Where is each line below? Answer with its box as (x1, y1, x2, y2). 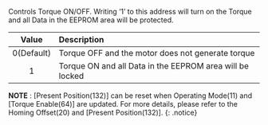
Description (58, 34, 104, 45)
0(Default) (12, 48, 52, 58)
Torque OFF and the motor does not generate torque (58, 48, 255, 58)
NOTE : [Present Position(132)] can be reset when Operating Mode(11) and (8, 91, 253, 100)
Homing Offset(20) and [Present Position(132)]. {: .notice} (8, 107, 198, 117)
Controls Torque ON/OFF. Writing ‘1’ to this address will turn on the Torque (8, 7, 253, 16)
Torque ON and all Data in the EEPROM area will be (58, 61, 250, 71)
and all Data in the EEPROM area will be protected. (8, 15, 174, 25)
